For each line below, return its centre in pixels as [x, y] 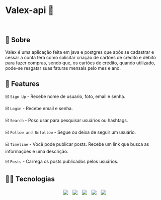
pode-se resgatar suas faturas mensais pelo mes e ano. [63, 68]
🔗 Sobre [18, 40]
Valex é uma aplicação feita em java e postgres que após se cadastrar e [80, 52]
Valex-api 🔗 [30, 10]
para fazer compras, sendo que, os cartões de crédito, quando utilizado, [80, 63]
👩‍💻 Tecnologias [30, 179]
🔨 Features [22, 84]
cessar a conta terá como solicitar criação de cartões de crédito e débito [80, 57]
